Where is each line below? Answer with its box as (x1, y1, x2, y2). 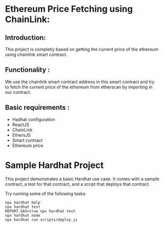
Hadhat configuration (12, 116, 55, 122)
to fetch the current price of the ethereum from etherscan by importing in (5, 84, 153, 90)
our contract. (5, 89, 31, 95)
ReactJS (12, 122, 29, 127)
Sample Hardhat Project (5, 159, 104, 171)
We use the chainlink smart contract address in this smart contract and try (5, 78, 155, 84)
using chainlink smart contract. (5, 51, 68, 57)
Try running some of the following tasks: (5, 190, 87, 197)
